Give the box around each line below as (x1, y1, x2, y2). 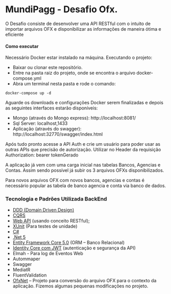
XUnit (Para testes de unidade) (12, 223, 78, 230)
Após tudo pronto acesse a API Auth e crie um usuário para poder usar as (5, 141, 161, 147)
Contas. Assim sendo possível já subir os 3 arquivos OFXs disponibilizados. (5, 167, 164, 173)
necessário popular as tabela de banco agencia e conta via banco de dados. (5, 183, 166, 189)
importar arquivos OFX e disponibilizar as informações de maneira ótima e (5, 26, 162, 32)
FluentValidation (12, 272, 47, 278)
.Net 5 (12, 234, 26, 240)
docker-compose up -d (5, 91, 52, 96)
